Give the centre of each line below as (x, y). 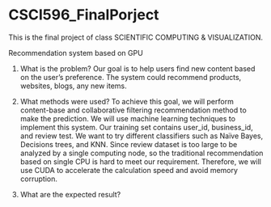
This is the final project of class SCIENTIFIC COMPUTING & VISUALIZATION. (136, 37)
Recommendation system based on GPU (76, 53)
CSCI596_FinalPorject (84, 15)
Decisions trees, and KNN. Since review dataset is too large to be (129, 144)
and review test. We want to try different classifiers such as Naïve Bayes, (142, 136)
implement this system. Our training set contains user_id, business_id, (136, 127)
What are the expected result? (70, 194)
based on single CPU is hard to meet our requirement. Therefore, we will (140, 161)
